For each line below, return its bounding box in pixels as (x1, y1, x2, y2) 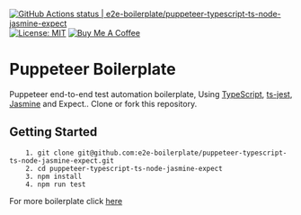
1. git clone (25, 148, 75, 157)
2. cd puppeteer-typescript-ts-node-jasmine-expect (25, 164, 223, 173)
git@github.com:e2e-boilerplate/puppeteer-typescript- (77, 148, 288, 157)
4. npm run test (25, 180, 87, 189)
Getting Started (9, 124, 98, 139)
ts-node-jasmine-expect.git (9, 156, 115, 166)
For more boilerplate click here (9, 195, 123, 206)
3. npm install (25, 172, 83, 181)
